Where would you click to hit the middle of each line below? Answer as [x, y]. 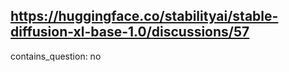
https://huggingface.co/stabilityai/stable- [144, 16]
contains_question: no [56, 56]
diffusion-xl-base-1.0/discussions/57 [130, 32]
